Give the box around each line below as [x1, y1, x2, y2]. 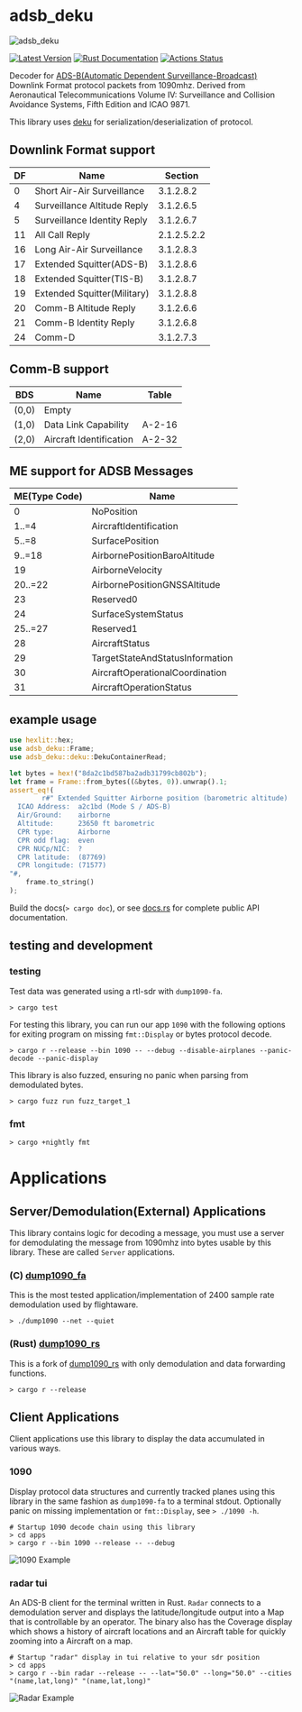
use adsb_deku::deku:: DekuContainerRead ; [9, 752, 168, 762]
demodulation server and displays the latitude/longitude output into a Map [9, 1607, 285, 1617]
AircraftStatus [91, 637, 151, 650]
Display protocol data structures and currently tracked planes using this [9, 1486, 276, 1497]
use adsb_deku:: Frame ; [9, 745, 95, 754]
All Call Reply [34, 228, 90, 241]
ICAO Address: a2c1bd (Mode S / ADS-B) [17, 802, 171, 811]
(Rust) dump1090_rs [9, 1338, 101, 1350]
